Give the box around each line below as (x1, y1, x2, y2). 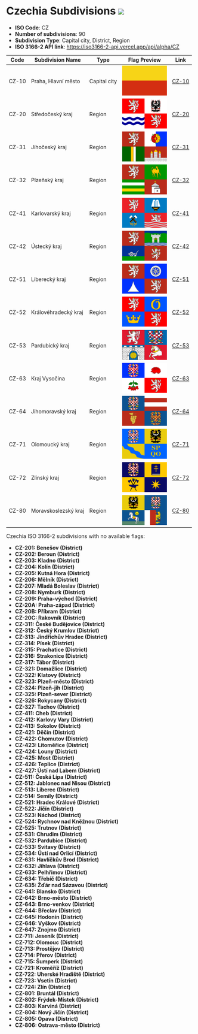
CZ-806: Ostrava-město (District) (14, 1021, 100, 1029)
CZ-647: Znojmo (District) (14, 926, 81, 933)
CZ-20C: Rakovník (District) (14, 614, 85, 621)
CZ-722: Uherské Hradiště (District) (14, 970, 106, 978)
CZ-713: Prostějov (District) (14, 945, 85, 953)
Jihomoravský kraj (30, 408, 76, 415)
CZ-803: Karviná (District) (14, 1002, 82, 1010)
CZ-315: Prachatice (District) (14, 646, 88, 654)
